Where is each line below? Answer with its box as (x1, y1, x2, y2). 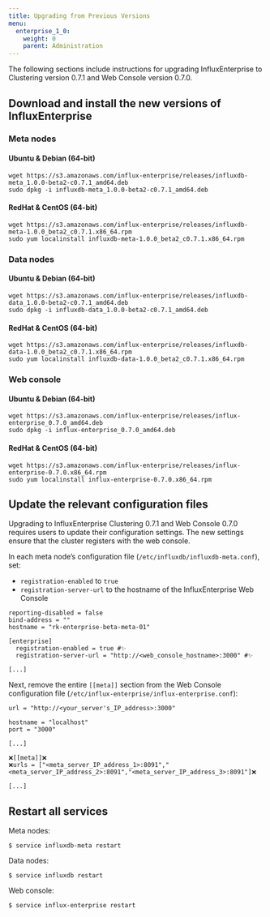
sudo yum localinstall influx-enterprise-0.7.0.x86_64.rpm (8, 475, 212, 483)
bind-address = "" (8, 616, 71, 624)
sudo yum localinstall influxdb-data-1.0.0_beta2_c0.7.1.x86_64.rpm (8, 355, 245, 363)
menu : (8, 19, 27, 28)
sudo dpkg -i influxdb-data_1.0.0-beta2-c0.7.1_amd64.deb (8, 306, 208, 314)
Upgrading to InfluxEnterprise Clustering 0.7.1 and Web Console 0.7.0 (8, 519, 238, 529)
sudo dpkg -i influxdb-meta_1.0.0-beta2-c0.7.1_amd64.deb (8, 186, 208, 194)
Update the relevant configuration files (8, 497, 208, 511)
